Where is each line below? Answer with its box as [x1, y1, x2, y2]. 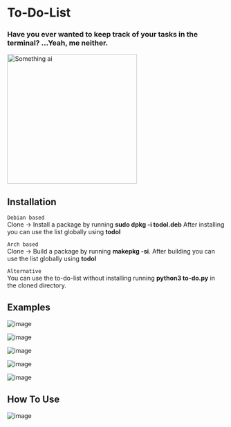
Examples [7, 301, 50, 313]
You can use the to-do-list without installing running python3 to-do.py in [7, 274, 216, 283]
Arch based [7, 241, 39, 248]
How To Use [7, 393, 60, 405]
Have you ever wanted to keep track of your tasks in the [7, 30, 198, 39]
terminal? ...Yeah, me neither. [7, 38, 109, 48]
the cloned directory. [7, 281, 67, 290]
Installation [7, 196, 57, 208]
